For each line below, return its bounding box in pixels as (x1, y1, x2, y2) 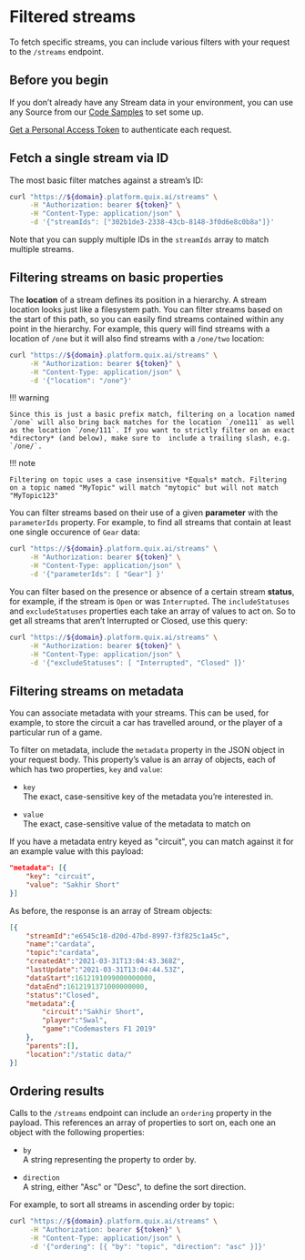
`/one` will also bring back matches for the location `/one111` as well (9, 418, 296, 427)
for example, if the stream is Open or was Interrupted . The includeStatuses (9, 595, 290, 606)
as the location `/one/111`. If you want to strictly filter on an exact (9, 426, 296, 435)
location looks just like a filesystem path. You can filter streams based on (9, 303, 283, 315)
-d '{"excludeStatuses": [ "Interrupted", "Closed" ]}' (29, 658, 247, 667)
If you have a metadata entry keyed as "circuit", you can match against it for (9, 836, 294, 848)
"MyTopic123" (9, 492, 59, 501)
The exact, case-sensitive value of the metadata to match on (22, 818, 251, 829)
